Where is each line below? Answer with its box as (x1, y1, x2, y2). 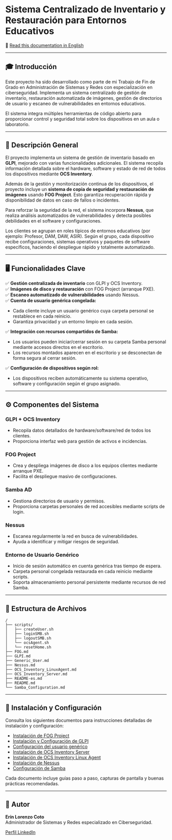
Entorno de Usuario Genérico (5, 551, 79, 558)
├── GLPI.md (5, 654, 31, 659)
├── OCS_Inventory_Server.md (5, 672, 68, 677)
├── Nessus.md (5, 662, 36, 668)
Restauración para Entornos (5, 14, 127, 26)
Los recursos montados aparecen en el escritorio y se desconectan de (12, 349, 162, 356)
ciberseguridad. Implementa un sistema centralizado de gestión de (5, 90, 146, 96)
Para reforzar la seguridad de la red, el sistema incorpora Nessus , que (5, 207, 154, 213)
